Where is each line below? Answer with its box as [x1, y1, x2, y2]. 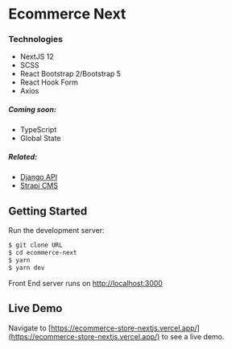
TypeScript [19, 125, 57, 135]
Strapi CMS [19, 181, 59, 190]
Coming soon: [8, 105, 56, 114]
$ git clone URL [8, 241, 63, 250]
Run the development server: [8, 226, 105, 235]
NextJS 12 [19, 52, 54, 61]
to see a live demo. [161, 331, 225, 341]
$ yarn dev [8, 264, 45, 272]
